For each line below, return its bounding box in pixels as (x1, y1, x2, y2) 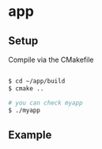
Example (8, 128, 52, 141)
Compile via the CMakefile (8, 55, 94, 64)
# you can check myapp (8, 98, 83, 107)
